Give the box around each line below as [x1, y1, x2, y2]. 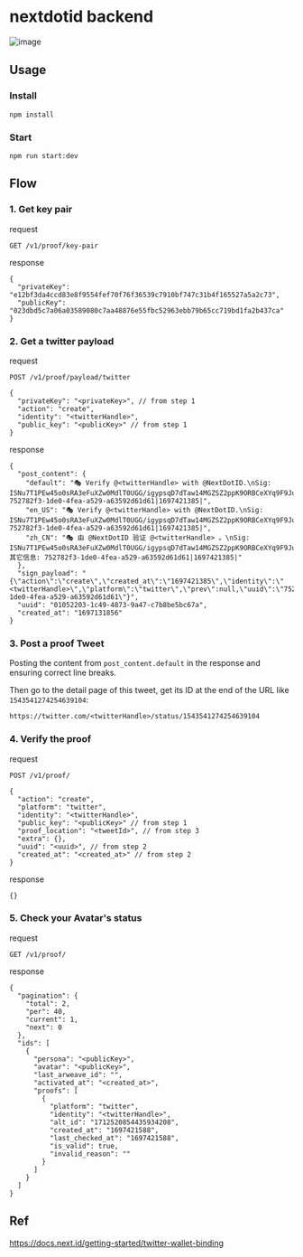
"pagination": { [17, 991, 78, 1000]
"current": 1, [25, 1015, 78, 1024]
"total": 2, [25, 999, 70, 1008]
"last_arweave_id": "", [32, 1070, 124, 1079]
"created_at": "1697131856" [17, 608, 124, 617]
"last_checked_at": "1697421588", [49, 1133, 179, 1142]
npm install [9, 110, 54, 119]
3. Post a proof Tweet [9, 637, 106, 650]
